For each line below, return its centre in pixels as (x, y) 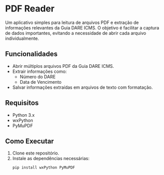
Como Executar (30, 141)
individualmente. (22, 38)
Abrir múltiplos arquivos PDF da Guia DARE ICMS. (63, 66)
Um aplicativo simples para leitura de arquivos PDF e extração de (72, 22)
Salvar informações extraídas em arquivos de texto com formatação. (82, 87)
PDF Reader (30, 9)
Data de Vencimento (41, 82)
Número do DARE (38, 77)
